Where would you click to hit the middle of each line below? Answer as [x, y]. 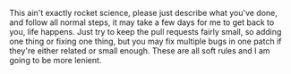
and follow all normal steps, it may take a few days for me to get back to [142, 22]
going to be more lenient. [56, 60]
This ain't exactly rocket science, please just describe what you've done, [143, 13]
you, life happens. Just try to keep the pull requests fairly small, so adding [145, 32]
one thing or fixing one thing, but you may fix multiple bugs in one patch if [145, 41]
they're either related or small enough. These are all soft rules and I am [140, 51]
